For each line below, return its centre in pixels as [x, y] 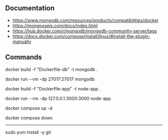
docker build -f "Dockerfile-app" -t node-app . [53, 88]
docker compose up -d [29, 108]
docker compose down [29, 117]
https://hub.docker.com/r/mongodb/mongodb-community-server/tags [85, 31]
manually [22, 41]
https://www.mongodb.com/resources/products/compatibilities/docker [85, 20]
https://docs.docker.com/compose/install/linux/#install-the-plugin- [81, 36]
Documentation [30, 8]
